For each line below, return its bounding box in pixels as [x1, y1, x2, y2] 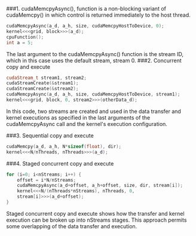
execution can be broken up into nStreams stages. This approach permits [6, 216, 187, 223]
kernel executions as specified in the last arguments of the [6, 114, 151, 121]
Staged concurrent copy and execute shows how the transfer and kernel [6, 210, 185, 217]
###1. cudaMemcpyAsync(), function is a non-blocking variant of [6, 5, 166, 12]
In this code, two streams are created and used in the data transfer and [6, 108, 181, 115]
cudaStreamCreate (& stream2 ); [6, 86, 79, 92]
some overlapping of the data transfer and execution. [6, 222, 137, 229]
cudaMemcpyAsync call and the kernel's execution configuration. [6, 120, 167, 127]
